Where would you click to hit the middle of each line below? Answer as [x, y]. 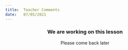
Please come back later [85, 42]
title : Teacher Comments [32, 10]
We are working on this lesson [85, 32]
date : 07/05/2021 [26, 14]
